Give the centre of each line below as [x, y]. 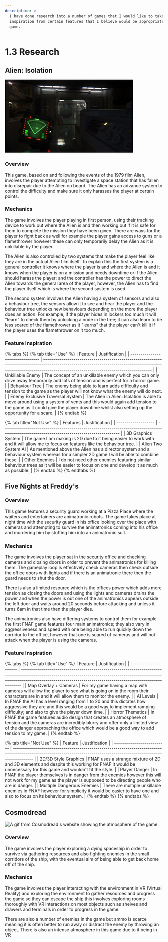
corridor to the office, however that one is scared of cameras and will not [80, 635]
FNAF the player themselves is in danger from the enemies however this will [83, 775]
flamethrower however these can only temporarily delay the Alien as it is [79, 241]
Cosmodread [26, 812]
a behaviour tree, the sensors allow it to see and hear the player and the [79, 303]
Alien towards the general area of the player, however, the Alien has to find [82, 283]
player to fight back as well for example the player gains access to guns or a [84, 236]
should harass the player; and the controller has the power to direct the [78, 278]
